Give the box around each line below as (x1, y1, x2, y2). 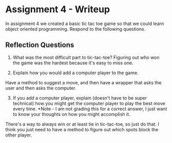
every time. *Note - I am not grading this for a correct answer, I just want (12, 106, 167, 112)
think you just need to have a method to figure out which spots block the (5, 126, 159, 132)
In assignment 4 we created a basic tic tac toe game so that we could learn (5, 20, 164, 27)
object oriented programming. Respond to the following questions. (5, 26, 146, 32)
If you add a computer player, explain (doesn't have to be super (12, 94, 147, 101)
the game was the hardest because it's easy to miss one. (12, 60, 133, 66)
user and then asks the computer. (5, 85, 77, 91)
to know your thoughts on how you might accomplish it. (12, 111, 130, 117)
